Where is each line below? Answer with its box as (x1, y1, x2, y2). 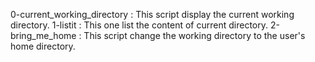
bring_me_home (10, 30, 77, 41)
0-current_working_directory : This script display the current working (10, 9, 295, 20)
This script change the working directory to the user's (83, 30, 306, 41)
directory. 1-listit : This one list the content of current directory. (10, 19, 269, 31)
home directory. (10, 40, 76, 52)
